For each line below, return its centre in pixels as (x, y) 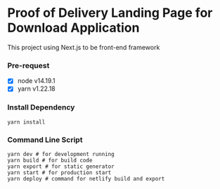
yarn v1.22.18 (36, 89)
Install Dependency (41, 107)
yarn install (26, 122)
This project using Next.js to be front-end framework (84, 47)
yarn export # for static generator (61, 167)
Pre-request (28, 65)
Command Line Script (45, 140)
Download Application (73, 28)
